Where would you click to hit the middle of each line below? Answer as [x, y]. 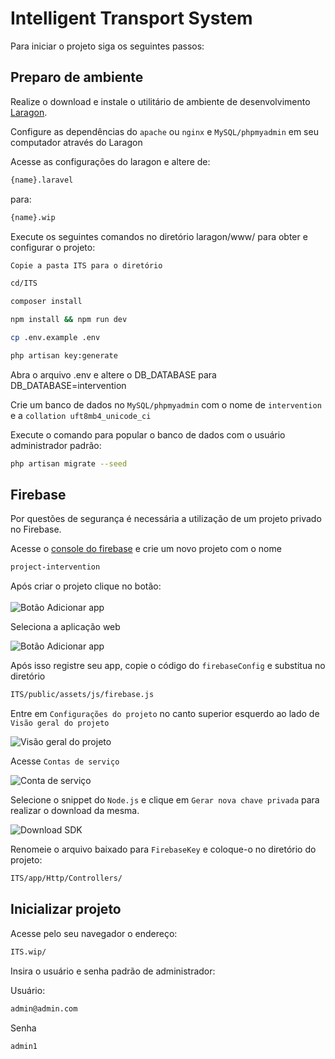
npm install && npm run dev [69, 320]
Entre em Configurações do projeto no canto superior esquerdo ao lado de [165, 714]
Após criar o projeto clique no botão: [86, 586]
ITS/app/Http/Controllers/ [66, 878]
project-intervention [55, 567]
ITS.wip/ [28, 952]
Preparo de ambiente [77, 77]
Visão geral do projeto [60, 723]
